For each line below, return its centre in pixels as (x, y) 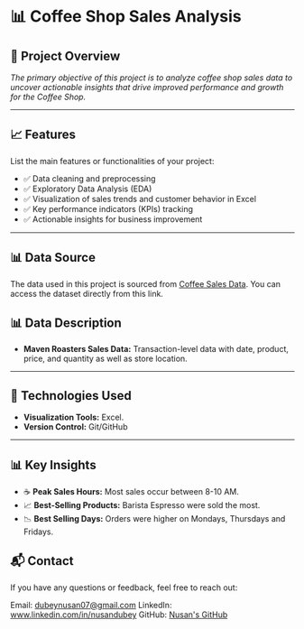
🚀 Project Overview (65, 55)
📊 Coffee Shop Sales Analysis (126, 17)
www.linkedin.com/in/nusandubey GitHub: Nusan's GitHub (119, 615)
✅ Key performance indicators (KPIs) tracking (108, 208)
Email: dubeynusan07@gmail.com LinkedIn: (91, 605)
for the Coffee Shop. (48, 97)
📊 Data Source (53, 258)
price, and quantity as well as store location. (105, 359)
